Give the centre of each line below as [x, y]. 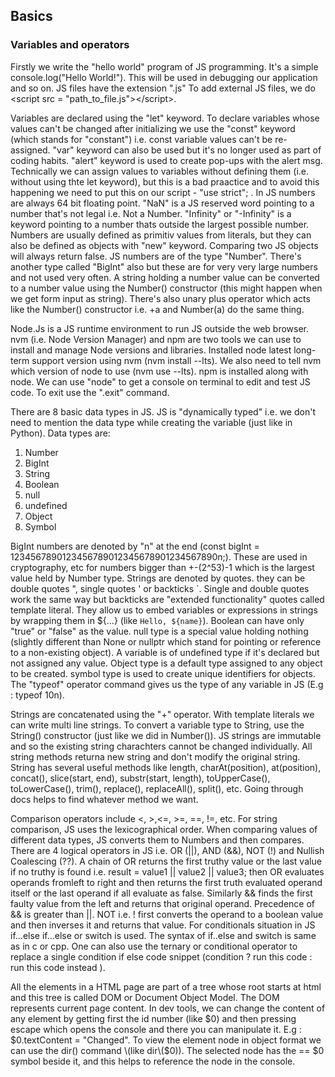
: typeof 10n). [37, 695]
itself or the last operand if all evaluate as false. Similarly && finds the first [161, 893]
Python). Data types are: [60, 433]
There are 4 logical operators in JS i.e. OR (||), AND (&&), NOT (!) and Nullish [167, 850]
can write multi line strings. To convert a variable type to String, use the [157, 725]
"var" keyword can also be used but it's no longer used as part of [187, 150]
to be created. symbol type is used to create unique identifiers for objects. [163, 673]
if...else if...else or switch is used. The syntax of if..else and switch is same [163, 935]
